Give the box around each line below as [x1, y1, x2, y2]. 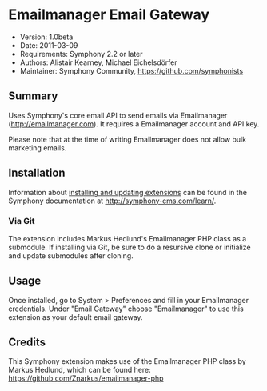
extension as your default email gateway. [8, 312, 143, 321]
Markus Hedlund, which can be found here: [8, 365, 152, 375]
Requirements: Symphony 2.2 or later [19, 49, 143, 58]
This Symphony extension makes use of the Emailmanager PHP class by [8, 357, 246, 366]
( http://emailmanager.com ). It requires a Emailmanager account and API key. [8, 118, 260, 129]
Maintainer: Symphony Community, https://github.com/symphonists [19, 66, 244, 75]
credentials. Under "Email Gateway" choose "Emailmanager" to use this [8, 304, 244, 313]
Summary [8, 90, 58, 103]
